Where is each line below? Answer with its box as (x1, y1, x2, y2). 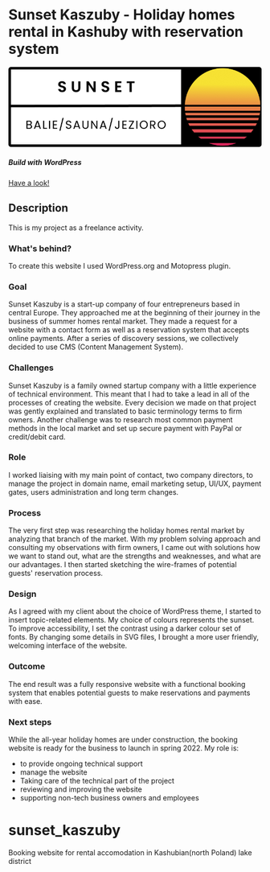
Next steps (8, 716, 52, 727)
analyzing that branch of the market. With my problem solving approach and (8, 534, 261, 544)
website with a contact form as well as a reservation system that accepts (8, 325, 250, 335)
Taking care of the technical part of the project (19, 776, 175, 786)
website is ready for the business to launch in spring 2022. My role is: (8, 743, 239, 753)
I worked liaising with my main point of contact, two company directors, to (8, 470, 253, 479)
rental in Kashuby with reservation (8, 23, 243, 41)
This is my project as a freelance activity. (8, 223, 145, 232)
